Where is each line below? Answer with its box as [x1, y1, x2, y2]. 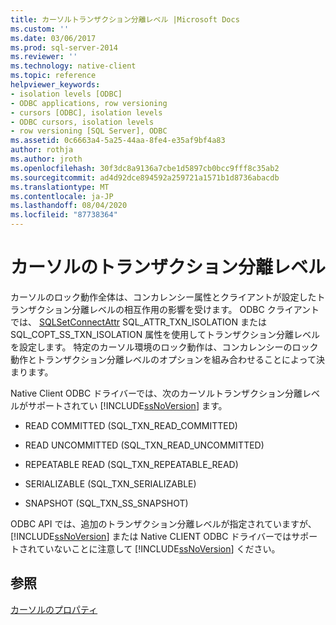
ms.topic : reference [10, 71, 97, 81]
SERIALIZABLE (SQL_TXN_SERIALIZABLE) [24, 477, 197, 490]
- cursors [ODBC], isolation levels [10, 107, 163, 118]
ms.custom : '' [10, 24, 70, 34]
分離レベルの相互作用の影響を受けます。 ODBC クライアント [71, 303, 320, 315]
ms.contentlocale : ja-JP [10, 191, 114, 201]
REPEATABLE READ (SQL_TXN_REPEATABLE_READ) [24, 458, 239, 470]
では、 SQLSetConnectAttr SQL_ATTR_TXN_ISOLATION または [10, 316, 267, 328]
